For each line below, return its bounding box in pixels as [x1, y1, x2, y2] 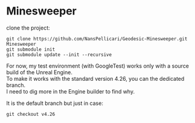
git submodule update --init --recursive [6, 51, 112, 58]
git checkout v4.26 [6, 111, 56, 117]
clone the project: [6, 24, 50, 31]
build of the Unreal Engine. [6, 68, 72, 76]
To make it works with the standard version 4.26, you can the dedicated [6, 75, 185, 82]
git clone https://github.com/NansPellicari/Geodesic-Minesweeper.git [6, 36, 188, 42]
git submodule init [6, 46, 56, 52]
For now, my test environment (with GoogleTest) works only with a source [6, 62, 189, 69]
